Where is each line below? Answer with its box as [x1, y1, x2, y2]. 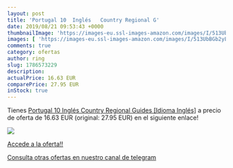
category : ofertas [7, 49, 60, 56]
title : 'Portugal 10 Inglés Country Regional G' [7, 17, 159, 24]
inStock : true [7, 87, 49, 94]
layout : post [7, 10, 45, 17]
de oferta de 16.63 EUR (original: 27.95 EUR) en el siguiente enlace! [7, 113, 199, 122]
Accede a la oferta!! [7, 140, 64, 149]
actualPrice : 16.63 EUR [7, 74, 76, 82]
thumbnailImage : [7, 29, 54, 37]
